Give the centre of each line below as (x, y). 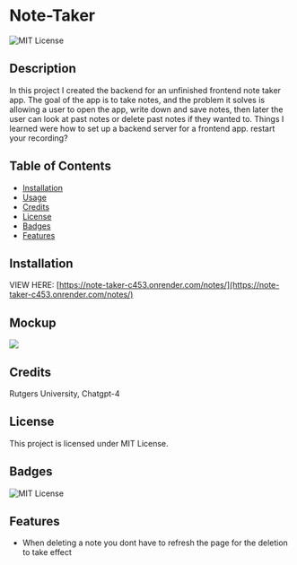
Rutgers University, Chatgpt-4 (65, 394)
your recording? (39, 138)
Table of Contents (61, 166)
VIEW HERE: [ (35, 285)
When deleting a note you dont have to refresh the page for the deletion (155, 543)
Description (43, 69)
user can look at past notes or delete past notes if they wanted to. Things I (147, 118)
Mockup (33, 322)
